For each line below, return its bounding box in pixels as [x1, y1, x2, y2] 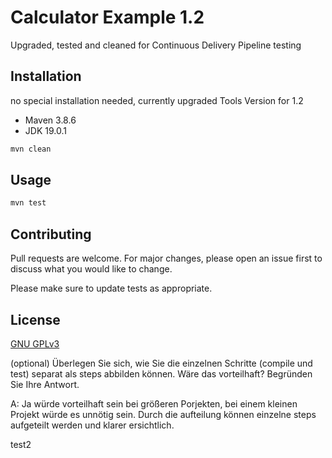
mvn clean [10, 144, 52, 154]
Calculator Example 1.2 [10, 6, 205, 29]
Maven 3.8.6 [24, 114, 77, 126]
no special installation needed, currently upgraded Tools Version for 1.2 [10, 94, 304, 106]
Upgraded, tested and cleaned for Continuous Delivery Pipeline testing [10, 39, 302, 51]
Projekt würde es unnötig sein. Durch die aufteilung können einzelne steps [10, 408, 317, 420]
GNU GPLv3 [10, 337, 60, 350]
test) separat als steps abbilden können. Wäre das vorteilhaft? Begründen [10, 367, 313, 380]
